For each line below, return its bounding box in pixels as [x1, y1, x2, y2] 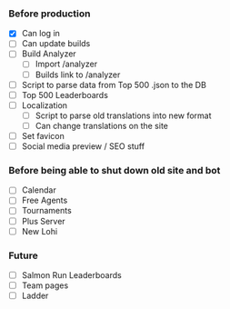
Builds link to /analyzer [35, 69, 121, 80]
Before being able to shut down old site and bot [8, 164, 221, 176]
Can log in [21, 28, 61, 39]
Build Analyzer [21, 48, 76, 59]
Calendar [21, 184, 56, 195]
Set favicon [21, 130, 65, 141]
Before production [8, 7, 92, 20]
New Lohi [21, 225, 58, 236]
